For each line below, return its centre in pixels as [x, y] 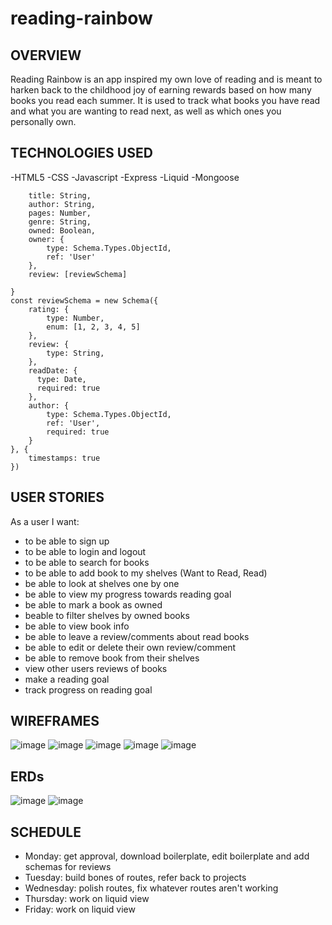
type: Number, [75, 318]
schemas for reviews [68, 867]
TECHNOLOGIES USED [81, 153]
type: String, [75, 353]
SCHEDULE [46, 832]
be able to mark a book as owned [93, 604]
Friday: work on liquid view [80, 909]
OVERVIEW [46, 55]
